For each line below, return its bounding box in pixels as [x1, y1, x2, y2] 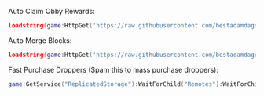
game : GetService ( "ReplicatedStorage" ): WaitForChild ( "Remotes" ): [8, 80, 223, 88]
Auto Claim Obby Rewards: [8, 7, 96, 16]
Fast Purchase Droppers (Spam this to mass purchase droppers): [8, 65, 218, 74]
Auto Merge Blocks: [8, 35, 72, 45]
